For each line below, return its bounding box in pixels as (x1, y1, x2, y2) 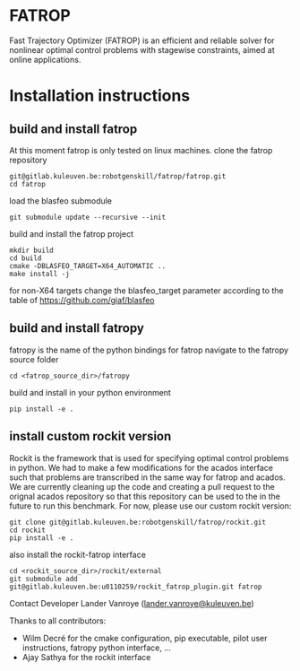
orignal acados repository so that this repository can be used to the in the (9, 491, 280, 501)
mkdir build (9, 246, 54, 255)
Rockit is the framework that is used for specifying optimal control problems (9, 452, 289, 463)
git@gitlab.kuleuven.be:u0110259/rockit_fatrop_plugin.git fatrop (9, 582, 262, 591)
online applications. (9, 54, 81, 65)
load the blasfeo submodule (9, 195, 113, 206)
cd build (9, 253, 42, 263)
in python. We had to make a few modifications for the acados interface (9, 462, 273, 473)
